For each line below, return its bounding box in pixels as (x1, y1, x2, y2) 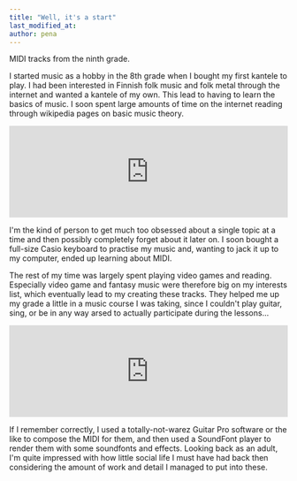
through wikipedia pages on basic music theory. (9, 108, 184, 119)
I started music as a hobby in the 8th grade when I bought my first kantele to (9, 71, 287, 81)
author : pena (9, 29, 57, 38)
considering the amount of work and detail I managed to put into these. (9, 462, 268, 473)
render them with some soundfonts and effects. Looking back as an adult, (9, 443, 278, 454)
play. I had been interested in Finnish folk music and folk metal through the (9, 80, 280, 91)
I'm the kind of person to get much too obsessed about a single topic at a (9, 225, 276, 235)
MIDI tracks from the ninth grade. (9, 54, 130, 65)
